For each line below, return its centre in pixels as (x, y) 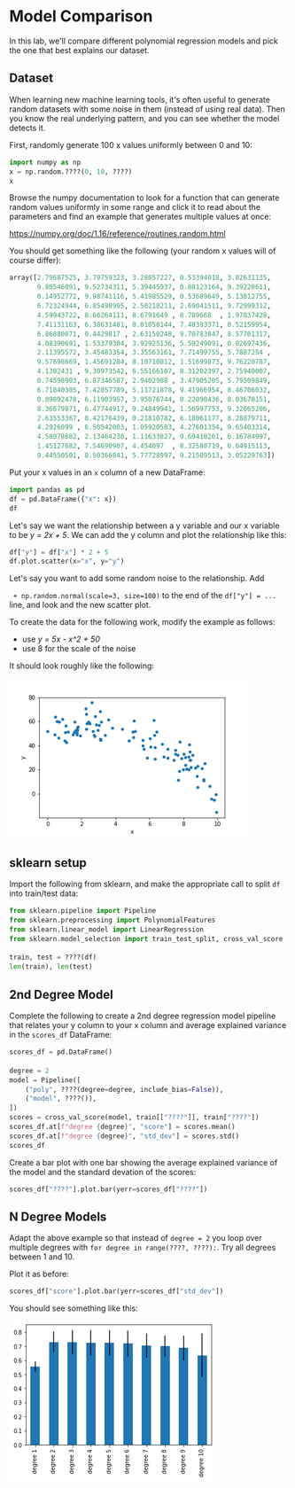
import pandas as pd (47, 489)
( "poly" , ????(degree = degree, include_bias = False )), (124, 1089)
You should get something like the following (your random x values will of (143, 251)
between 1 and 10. (42, 1257)
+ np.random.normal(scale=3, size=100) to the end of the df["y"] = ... (145, 596)
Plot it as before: (39, 1274)
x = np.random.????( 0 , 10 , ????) (71, 171)
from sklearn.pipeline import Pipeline (83, 911)
